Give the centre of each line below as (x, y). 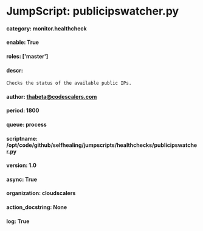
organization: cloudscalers (41, 193)
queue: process (26, 124)
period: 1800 (23, 110)
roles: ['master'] (27, 56)
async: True (22, 179)
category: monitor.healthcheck (46, 28)
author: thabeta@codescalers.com (52, 96)
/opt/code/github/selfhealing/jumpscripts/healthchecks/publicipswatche (102, 145)
